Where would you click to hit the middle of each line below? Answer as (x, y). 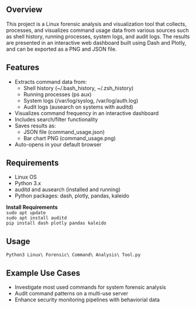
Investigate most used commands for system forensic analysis (90, 287)
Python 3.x (28, 183)
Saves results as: (35, 126)
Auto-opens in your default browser (58, 144)
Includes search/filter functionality (56, 119)
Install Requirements (32, 207)
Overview (24, 10)
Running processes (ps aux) (57, 94)
